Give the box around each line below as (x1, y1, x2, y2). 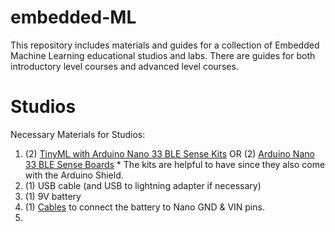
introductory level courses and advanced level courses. (10, 60, 239, 72)
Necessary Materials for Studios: (10, 128, 146, 140)
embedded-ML (10, 6, 137, 29)
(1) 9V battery (24, 190, 82, 202)
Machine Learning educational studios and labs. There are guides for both (10, 49, 316, 61)
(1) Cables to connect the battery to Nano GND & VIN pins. (24, 201, 265, 213)
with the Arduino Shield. (24, 169, 124, 181)
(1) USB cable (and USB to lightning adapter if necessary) (24, 179, 262, 191)
